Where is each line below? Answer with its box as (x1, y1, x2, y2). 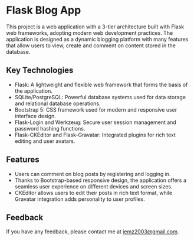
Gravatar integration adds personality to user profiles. (14, 196, 146, 203)
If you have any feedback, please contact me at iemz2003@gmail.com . (6, 228, 179, 235)
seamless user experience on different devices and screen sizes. (14, 183, 173, 190)
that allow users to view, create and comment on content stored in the (6, 42, 176, 49)
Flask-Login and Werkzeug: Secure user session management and (14, 119, 177, 126)
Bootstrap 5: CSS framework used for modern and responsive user (14, 106, 177, 113)
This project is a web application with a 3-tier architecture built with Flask (6, 23, 185, 30)
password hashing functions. (14, 125, 86, 132)
